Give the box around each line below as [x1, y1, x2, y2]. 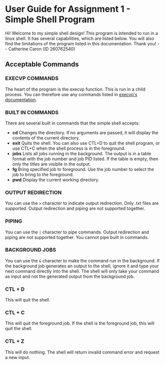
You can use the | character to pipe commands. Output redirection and [5, 229, 149, 235]
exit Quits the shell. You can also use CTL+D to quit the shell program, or [12, 140, 160, 146]
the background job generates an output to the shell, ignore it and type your [5, 263, 159, 269]
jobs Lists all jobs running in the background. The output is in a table [12, 150, 152, 156]
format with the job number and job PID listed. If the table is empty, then [12, 156, 159, 162]
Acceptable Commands [5, 60, 79, 68]
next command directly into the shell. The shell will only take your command [5, 268, 159, 274]
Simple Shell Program [5, 14, 95, 25]
